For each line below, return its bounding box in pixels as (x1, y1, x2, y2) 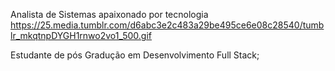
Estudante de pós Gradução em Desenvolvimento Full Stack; (10, 49, 260, 61)
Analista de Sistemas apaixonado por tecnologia (10, 9, 209, 20)
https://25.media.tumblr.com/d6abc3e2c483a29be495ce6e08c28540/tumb (10, 19, 325, 31)
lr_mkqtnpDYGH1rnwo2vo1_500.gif (10, 30, 153, 41)
